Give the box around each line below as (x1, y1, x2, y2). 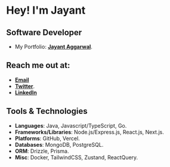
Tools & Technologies (6, 106, 88, 116)
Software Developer (6, 27, 82, 38)
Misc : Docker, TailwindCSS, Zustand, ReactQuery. (14, 153, 138, 161)
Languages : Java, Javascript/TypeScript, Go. (14, 122, 127, 129)
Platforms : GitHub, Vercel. (14, 135, 81, 142)
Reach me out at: (6, 60, 70, 70)
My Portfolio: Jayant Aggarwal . (14, 43, 92, 50)
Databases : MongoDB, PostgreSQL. (14, 141, 104, 148)
